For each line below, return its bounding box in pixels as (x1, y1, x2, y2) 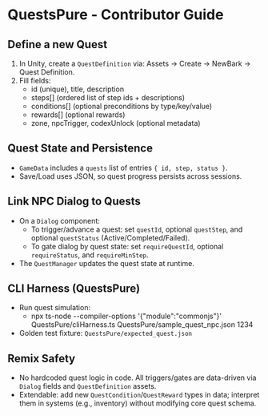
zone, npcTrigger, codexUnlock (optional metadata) (30, 119, 201, 127)
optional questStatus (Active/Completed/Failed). (30, 232, 190, 242)
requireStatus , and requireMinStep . (30, 250, 149, 260)
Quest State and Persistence (7, 142, 154, 155)
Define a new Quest (7, 38, 108, 51)
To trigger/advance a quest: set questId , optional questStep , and (30, 224, 243, 234)
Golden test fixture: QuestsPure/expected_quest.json (18, 329, 193, 338)
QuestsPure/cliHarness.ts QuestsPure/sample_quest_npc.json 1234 (30, 320, 254, 329)
